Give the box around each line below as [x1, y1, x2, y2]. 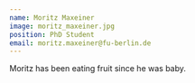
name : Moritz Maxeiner [9, 13, 95, 23]
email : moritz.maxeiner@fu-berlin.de [9, 38, 152, 48]
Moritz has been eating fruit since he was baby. [9, 63, 187, 74]
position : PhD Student [9, 30, 95, 39]
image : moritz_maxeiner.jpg [9, 22, 116, 31]
